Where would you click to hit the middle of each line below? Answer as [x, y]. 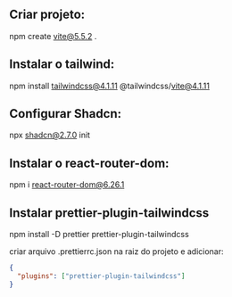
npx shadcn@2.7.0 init [50, 135]
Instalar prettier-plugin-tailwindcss [109, 213]
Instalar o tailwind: [62, 65]
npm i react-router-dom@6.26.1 [67, 185]
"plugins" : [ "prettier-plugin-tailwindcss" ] [101, 276]
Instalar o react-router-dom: [89, 163]
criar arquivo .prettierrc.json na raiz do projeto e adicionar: [117, 252]
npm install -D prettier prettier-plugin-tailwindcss [99, 235]
